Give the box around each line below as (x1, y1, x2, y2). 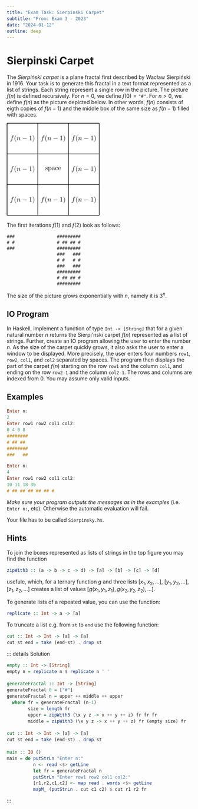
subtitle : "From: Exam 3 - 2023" (6, 15, 89, 22)
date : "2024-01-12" (6, 22, 55, 28)
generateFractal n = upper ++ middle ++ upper (6, 694, 123, 699)
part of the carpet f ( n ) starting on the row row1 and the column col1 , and (6, 362, 182, 369)
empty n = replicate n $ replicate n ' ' (6, 668, 110, 674)
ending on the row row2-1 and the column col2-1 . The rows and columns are (6, 369, 192, 376)
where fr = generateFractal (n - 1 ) (12, 699, 97, 705)
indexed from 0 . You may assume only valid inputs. (6, 374, 130, 382)
